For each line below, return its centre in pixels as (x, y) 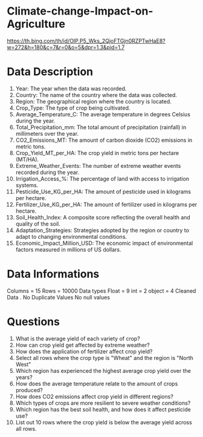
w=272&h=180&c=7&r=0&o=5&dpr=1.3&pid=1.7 (66, 47)
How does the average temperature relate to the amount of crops (97, 384)
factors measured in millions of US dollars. (68, 249)
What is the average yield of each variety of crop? (78, 338)
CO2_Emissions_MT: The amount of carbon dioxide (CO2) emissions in (104, 140)
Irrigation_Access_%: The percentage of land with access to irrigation (102, 178)
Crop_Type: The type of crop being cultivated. (73, 108)
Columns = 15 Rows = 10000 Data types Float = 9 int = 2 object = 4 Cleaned (101, 291)
